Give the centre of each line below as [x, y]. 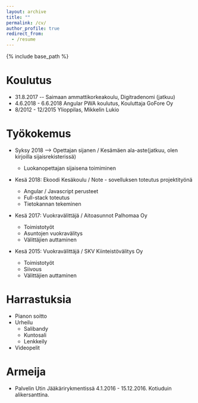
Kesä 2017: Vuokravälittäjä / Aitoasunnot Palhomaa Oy [81, 215]
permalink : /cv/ [26, 23]
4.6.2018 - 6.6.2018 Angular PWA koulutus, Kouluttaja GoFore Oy [94, 103]
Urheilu [24, 322]
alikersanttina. [32, 395]
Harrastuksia [39, 300]
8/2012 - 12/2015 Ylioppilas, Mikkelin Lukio [67, 109]
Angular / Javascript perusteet [61, 191]
